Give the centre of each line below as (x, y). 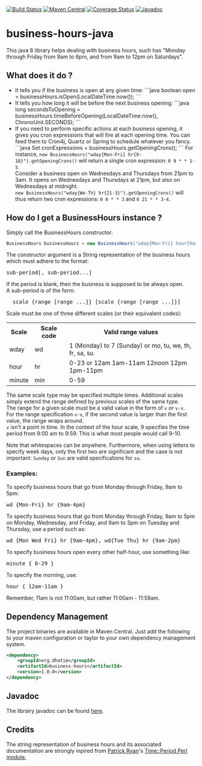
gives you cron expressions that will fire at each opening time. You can (103, 135)
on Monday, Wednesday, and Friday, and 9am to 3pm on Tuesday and (93, 522)
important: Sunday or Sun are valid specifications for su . (74, 458)
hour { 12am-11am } (35, 586)
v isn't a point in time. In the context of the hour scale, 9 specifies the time (98, 427)
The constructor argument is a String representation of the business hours (98, 255)
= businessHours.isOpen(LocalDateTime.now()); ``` (78, 96)
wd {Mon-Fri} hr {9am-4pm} (46, 505)
